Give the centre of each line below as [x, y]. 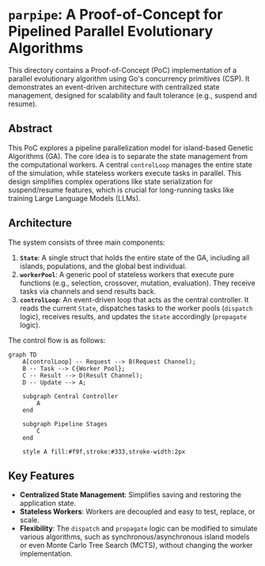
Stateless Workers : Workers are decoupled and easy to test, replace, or [137, 511]
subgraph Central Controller [70, 396]
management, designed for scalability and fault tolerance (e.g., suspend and [132, 95]
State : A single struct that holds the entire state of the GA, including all [134, 257]
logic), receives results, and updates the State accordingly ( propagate [133, 316]
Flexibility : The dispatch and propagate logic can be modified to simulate [138, 529]
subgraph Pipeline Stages [65, 424]
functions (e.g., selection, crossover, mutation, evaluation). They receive [137, 283]
